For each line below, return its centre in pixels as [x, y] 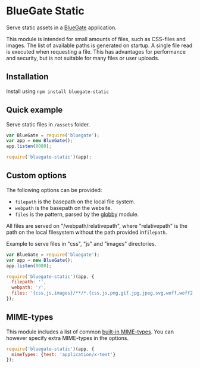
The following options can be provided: [54, 190]
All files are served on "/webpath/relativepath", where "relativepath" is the [97, 225]
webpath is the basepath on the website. [63, 208]
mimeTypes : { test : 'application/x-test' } [64, 354]
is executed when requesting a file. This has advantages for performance [96, 51]
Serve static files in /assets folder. [48, 124]
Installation [27, 77]
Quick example [35, 110]
